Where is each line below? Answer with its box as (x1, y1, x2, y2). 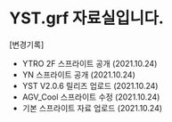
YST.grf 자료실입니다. (9, 8, 165, 28)
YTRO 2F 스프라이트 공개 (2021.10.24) (21, 58, 158, 69)
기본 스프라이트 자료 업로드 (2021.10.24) (21, 102, 163, 113)
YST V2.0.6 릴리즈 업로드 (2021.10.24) (21, 80, 159, 91)
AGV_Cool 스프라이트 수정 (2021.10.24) (21, 91, 160, 102)
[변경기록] (9, 39, 45, 50)
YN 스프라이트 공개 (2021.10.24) (21, 69, 136, 80)
